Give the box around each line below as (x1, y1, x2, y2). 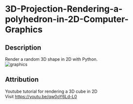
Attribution (5, 75, 39, 84)
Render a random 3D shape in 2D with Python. (5, 56, 98, 62)
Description (5, 43, 41, 52)
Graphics (5, 24, 43, 35)
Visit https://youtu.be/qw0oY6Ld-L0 (5, 93, 77, 99)
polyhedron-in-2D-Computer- (5, 14, 129, 25)
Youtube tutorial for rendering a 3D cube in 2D (5, 88, 98, 94)
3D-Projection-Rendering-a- (5, 3, 123, 15)
